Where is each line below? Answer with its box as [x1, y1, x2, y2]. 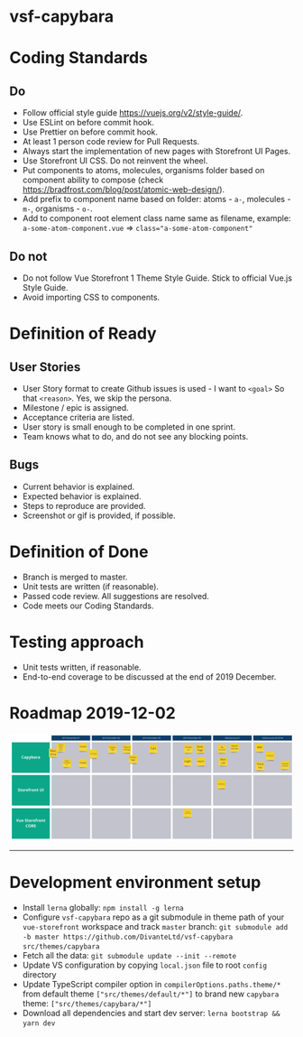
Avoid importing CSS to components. [22, 292, 161, 302]
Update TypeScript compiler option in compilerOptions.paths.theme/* [22, 978, 281, 989]
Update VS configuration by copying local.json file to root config [22, 959, 268, 970]
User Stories [9, 359, 81, 375]
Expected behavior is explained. [22, 490, 142, 502]
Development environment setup [9, 872, 262, 893]
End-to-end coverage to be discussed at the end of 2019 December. [22, 671, 277, 682]
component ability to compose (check [22, 174, 164, 186]
